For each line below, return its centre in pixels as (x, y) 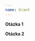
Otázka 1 (14, 24)
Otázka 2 (15, 33)
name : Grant (17, 10)
